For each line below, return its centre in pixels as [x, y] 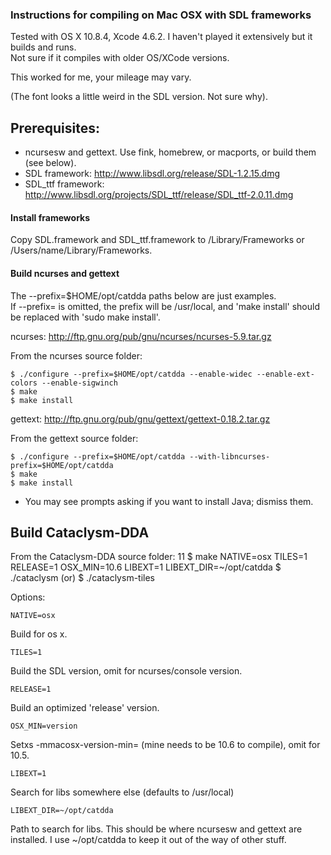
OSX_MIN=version [44, 726]
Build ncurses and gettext [65, 273]
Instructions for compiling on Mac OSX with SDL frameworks [161, 15]
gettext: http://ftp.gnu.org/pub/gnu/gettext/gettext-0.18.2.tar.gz [140, 419]
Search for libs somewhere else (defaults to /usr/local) [122, 792]
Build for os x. [39, 634]
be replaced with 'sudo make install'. [85, 317]
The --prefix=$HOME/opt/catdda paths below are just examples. [143, 295]
